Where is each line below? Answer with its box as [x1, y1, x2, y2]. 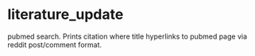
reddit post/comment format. [7, 39, 102, 49]
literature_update [7, 6, 124, 24]
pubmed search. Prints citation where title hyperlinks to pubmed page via [7, 32, 248, 41]
